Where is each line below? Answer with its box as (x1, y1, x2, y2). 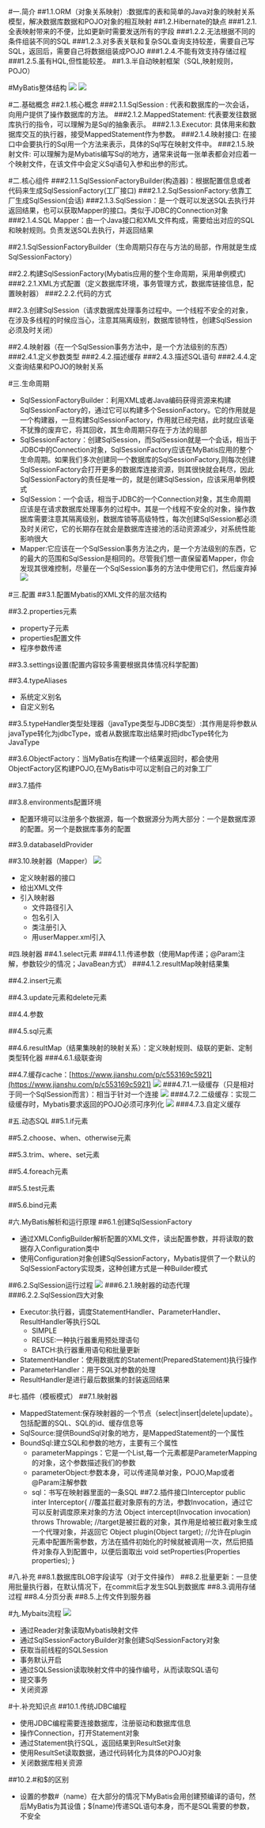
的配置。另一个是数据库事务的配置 (19, 824, 131, 833)
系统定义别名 (19, 692, 62, 702)
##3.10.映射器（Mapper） (8, 857, 93, 865)
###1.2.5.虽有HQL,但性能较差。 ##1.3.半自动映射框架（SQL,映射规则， (8, 56, 237, 66)
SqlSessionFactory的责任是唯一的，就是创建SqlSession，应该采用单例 (19, 475, 249, 484)
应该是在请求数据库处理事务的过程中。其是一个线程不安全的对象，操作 (19, 505, 249, 513)
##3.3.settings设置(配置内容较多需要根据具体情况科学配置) (8, 660, 199, 669)
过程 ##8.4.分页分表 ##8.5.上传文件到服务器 (8, 1592, 152, 1601)
